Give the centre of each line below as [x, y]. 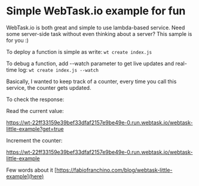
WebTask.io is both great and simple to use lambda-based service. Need [96, 28]
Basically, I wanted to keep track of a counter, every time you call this [91, 81]
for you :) [17, 40]
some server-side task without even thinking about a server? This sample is [99, 33]
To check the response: [35, 99]
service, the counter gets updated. [49, 87]
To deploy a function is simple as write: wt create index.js [79, 51]
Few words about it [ [31, 170]
